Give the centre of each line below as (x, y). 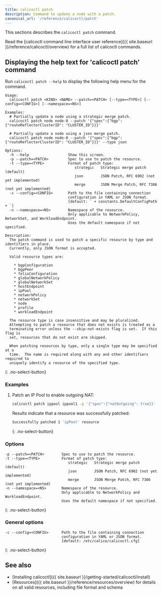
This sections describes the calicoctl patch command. (61, 33)
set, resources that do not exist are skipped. (58, 338)
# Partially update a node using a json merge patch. (65, 134)
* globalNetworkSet (33, 282)
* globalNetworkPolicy (37, 278)
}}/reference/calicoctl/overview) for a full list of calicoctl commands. (73, 47)
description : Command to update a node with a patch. (61, 14)
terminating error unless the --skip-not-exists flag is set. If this (83, 329)
